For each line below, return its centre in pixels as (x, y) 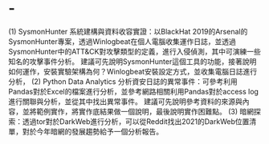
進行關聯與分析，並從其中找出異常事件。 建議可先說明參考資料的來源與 (125, 101)
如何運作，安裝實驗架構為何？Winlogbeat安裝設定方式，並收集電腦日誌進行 (133, 71)
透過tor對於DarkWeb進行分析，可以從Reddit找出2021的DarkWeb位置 (136, 121)
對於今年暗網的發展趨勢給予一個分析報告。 (92, 131)
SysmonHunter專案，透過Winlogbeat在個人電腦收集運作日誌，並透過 (122, 41)
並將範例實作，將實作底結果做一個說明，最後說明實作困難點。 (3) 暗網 (138, 111)
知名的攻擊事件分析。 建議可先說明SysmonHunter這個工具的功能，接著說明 (132, 61)
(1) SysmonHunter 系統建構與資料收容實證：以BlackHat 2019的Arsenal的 (128, 31)
